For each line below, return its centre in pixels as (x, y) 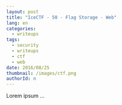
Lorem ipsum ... (26, 96)
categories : (21, 28)
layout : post (23, 12)
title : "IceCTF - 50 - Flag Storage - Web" (62, 17)
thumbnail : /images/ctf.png (41, 73)
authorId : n (21, 79)
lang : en (17, 23)
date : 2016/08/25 (28, 67)
